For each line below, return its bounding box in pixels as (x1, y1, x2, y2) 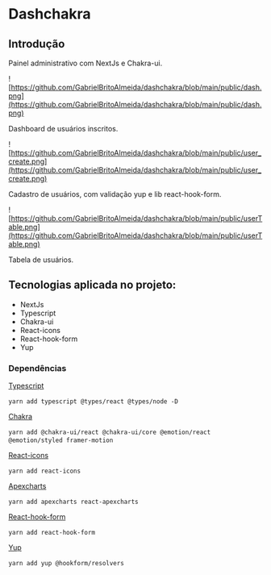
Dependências (8, 362, 67, 373)
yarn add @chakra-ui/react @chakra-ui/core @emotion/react (8, 428, 211, 436)
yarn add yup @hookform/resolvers (8, 560, 125, 568)
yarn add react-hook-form (8, 529, 95, 537)
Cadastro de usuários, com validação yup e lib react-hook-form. (8, 190, 222, 198)
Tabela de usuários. (8, 255, 74, 265)
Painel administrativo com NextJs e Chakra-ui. (8, 58, 163, 68)
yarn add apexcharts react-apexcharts (8, 498, 139, 506)
